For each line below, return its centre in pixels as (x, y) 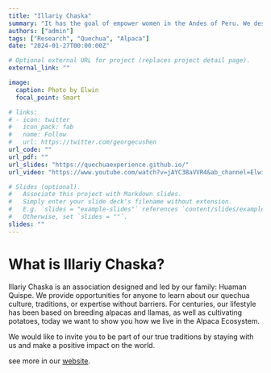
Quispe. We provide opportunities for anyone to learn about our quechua (129, 295)
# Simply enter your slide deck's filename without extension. (120, 202)
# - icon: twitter (39, 119)
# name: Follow (38, 135)
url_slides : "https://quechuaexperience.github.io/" (99, 165)
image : (19, 82)
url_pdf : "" (28, 157)
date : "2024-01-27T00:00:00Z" (59, 46)
